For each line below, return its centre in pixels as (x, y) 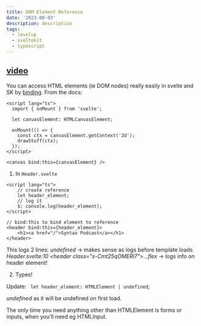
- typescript (28, 46)
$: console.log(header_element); (60, 206)
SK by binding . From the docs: (44, 92)
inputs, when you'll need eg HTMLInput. (57, 316)
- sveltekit (27, 40)
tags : (13, 29)
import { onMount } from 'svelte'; (57, 109)
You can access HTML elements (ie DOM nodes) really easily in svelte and (100, 86)
